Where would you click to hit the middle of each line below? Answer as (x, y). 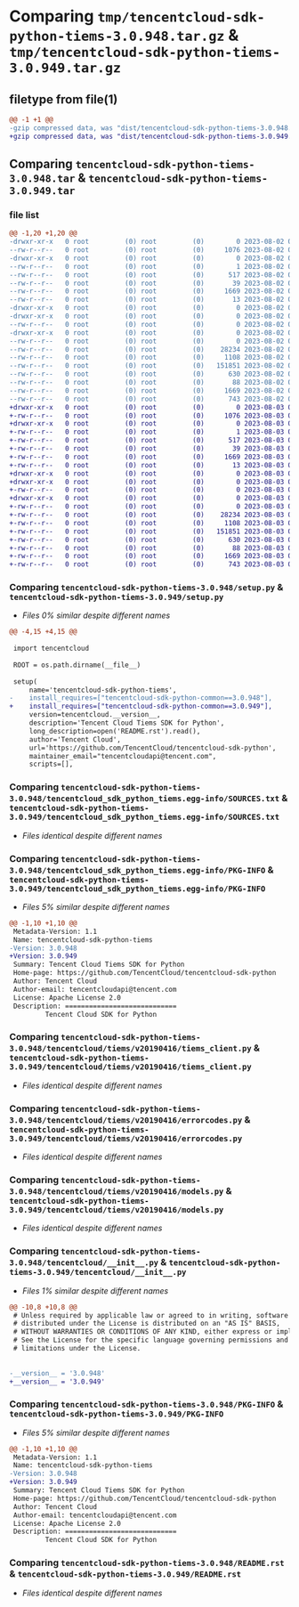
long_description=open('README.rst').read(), (115, 731)
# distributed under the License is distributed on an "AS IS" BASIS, (146, 1324)
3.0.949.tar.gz (65, 68)
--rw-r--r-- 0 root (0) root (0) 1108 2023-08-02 (147, 358)
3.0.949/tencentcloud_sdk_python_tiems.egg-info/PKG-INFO (137, 889)
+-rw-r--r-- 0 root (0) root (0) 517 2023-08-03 (147, 441)
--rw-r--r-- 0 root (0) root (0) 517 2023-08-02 (147, 275)
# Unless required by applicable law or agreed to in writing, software (151, 1315)
